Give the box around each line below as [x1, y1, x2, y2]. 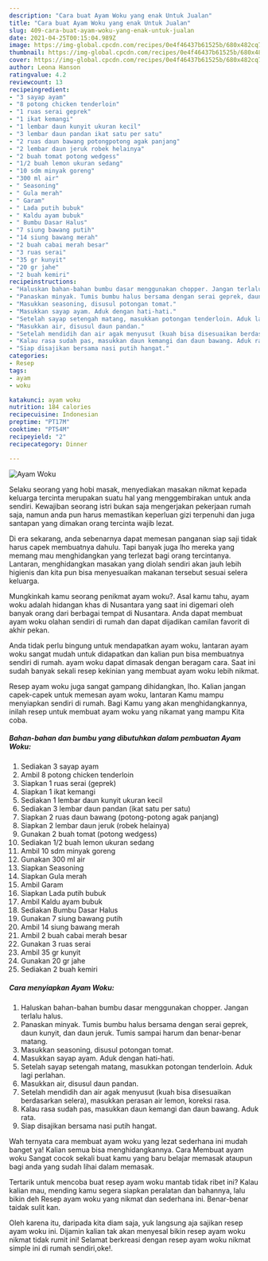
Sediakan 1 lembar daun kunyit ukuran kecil [20, 796, 163, 805]
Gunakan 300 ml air [20, 854, 86, 864]
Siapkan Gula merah [20, 872, 87, 882]
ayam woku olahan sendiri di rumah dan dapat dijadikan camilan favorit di [9, 617, 250, 626]
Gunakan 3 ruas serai [20, 940, 91, 949]
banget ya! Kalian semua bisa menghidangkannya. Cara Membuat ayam [9, 1145, 244, 1154]
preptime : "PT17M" [9, 418, 70, 426]
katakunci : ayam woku [9, 395, 81, 404]
